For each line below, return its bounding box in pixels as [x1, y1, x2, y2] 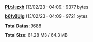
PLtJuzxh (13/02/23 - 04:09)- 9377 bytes [5, 4, 89, 10]
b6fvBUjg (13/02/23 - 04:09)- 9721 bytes [5, 14, 88, 19]
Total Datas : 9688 [5, 23, 42, 28]
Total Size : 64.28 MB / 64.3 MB [5, 32, 68, 38]
